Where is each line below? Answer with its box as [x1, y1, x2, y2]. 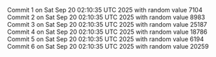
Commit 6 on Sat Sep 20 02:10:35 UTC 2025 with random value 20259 [7, 43, 209, 50]
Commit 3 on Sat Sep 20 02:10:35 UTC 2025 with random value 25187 [7, 21, 208, 28]
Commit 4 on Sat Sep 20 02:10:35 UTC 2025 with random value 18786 [7, 27, 208, 36]
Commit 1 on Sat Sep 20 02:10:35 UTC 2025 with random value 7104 [7, 6, 203, 14]
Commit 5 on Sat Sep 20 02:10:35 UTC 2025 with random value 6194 [7, 35, 204, 43]
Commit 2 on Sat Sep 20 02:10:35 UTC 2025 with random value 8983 [7, 13, 206, 21]
